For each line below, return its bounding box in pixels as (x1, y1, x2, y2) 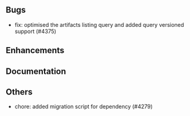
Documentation (5, 66, 67, 76)
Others (5, 87, 33, 97)
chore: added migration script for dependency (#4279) (14, 103, 153, 111)
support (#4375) (14, 27, 56, 35)
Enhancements (5, 45, 65, 56)
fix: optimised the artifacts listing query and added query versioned (14, 21, 185, 28)
